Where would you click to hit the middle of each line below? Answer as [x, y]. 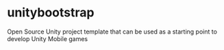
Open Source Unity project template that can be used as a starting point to [112, 32]
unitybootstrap [51, 13]
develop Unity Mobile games [48, 38]
